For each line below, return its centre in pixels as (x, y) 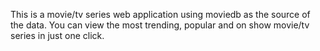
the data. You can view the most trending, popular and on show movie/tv (160, 25)
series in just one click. (57, 35)
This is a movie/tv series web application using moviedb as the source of (160, 14)
